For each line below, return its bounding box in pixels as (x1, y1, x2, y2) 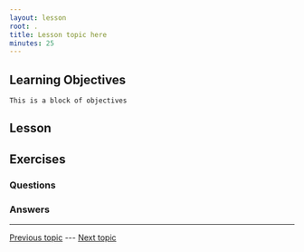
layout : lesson (9, 13, 67, 23)
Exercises (9, 151, 66, 167)
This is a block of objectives (9, 96, 128, 105)
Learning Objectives (9, 72, 127, 87)
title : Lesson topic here (9, 30, 107, 39)
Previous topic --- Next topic (9, 232, 117, 243)
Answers (9, 203, 50, 216)
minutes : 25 (9, 38, 54, 48)
